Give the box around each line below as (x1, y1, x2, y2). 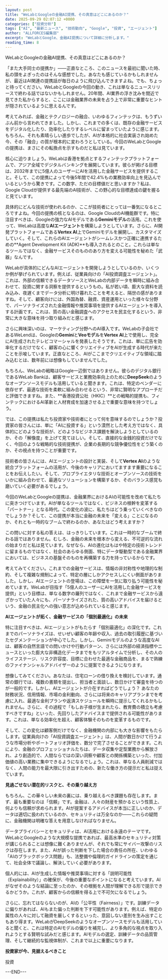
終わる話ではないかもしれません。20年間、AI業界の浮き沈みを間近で (18, 90, 159, 96)
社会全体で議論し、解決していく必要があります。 (13, 860, 114, 866)
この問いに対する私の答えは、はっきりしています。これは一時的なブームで (5, 529, 158, 535)
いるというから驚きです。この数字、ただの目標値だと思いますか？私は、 (5, 180, 154, 186)
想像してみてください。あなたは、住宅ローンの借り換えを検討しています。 (5, 672, 157, 678)
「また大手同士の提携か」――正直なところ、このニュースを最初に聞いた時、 (5, 65, 163, 71)
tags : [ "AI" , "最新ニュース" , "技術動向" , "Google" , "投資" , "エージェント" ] (5, 26, 157, 31)
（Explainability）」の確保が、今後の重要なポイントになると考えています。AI (5, 877, 161, 883)
